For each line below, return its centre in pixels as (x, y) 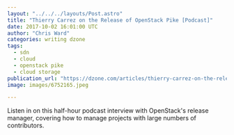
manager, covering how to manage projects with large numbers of (102, 118)
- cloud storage (37, 72)
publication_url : (32, 78)
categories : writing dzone (46, 40)
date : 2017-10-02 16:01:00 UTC (53, 26)
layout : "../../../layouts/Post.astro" (65, 14)
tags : (15, 46)
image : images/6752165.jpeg (48, 85)
